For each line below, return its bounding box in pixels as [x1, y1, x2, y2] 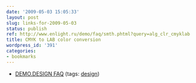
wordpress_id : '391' [6, 43, 58, 49]
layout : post [6, 14, 39, 20]
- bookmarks [6, 54, 36, 60]
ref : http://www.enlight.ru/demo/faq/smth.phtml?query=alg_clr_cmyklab [6, 31, 190, 37]
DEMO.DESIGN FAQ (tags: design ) [14, 70, 100, 77]
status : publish [6, 25, 47, 32]
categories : [6, 48, 36, 54]
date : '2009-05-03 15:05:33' [6, 8, 80, 15]
